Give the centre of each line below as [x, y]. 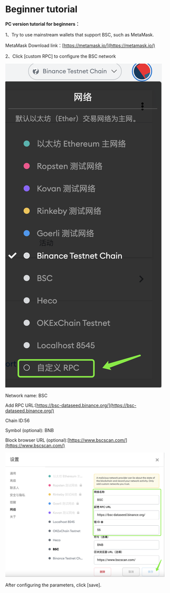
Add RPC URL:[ [21, 405]
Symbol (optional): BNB [30, 430]
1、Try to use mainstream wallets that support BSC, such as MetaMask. [80, 34]
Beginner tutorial [41, 9]
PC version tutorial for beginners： [42, 24]
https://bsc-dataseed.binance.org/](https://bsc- [87, 405]
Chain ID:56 [17, 420]
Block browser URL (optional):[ [37, 440]
